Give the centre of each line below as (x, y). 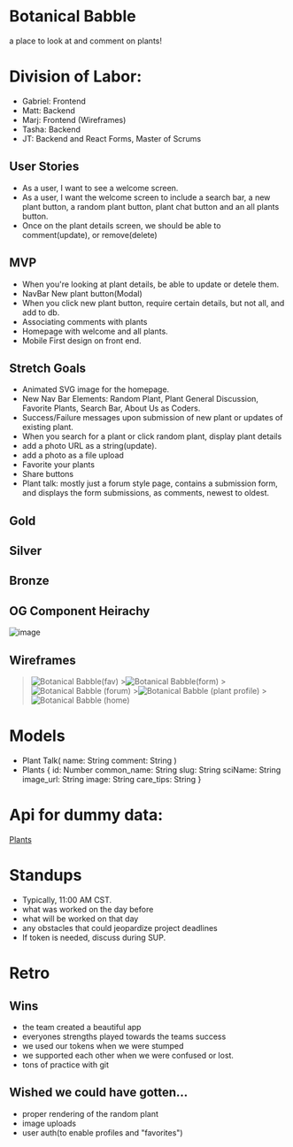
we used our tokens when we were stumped (103, 1045)
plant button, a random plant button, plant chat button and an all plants (150, 206)
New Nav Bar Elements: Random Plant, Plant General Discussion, (140, 399)
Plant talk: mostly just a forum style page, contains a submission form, (150, 483)
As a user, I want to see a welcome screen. (100, 188)
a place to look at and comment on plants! (85, 41)
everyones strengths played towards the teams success (124, 1036)
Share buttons (47, 474)
